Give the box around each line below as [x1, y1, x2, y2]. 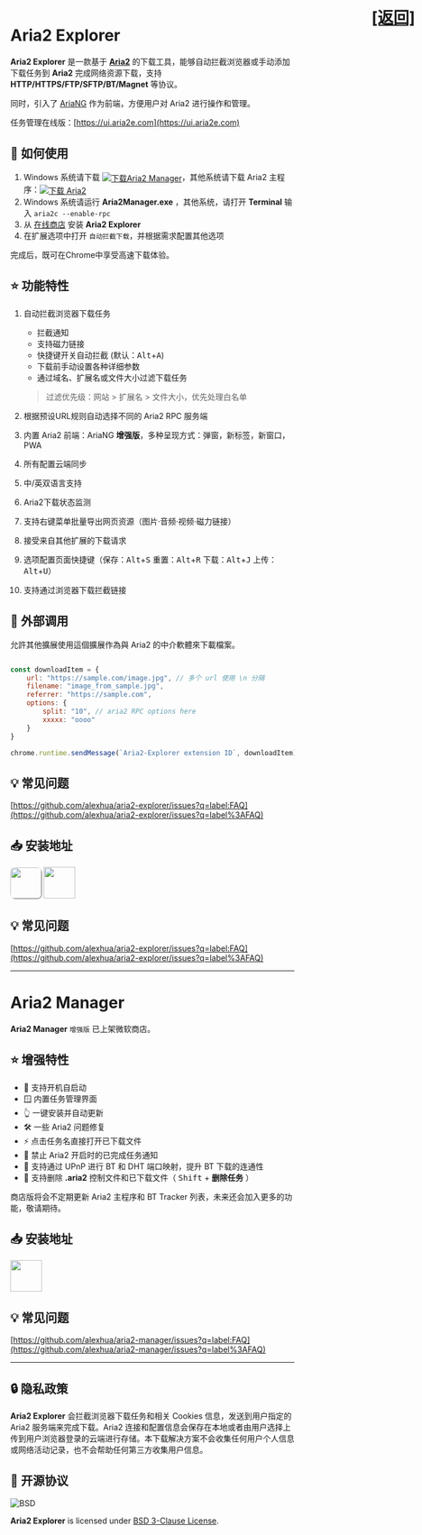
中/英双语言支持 [23, 477, 82, 489]
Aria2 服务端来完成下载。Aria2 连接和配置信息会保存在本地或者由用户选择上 [10, 1422, 291, 1433]
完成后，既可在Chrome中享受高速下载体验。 [10, 250, 175, 260]
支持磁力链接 [36, 338, 85, 349]
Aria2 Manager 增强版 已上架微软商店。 [10, 1023, 156, 1034]
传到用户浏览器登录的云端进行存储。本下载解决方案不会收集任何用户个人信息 [10, 1433, 295, 1444]
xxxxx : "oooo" [42, 715, 96, 724]
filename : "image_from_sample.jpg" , [26, 681, 165, 691]
